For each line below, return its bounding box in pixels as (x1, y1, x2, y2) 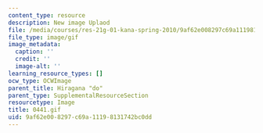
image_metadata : (8, 41, 61, 49)
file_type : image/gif (8, 33, 79, 41)
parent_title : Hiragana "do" (8, 84, 103, 92)
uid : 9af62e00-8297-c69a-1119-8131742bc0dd (8, 113, 153, 121)
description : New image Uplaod (8, 19, 110, 27)
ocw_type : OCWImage (8, 77, 72, 84)
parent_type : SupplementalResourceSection (8, 92, 149, 99)
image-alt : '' (15, 63, 61, 70)
